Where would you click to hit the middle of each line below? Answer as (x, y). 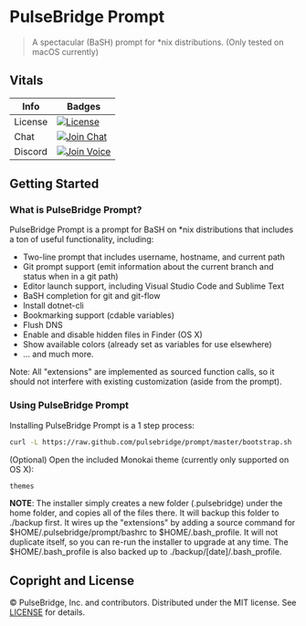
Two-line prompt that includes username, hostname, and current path (153, 257)
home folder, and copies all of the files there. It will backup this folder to (144, 513)
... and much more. (58, 355)
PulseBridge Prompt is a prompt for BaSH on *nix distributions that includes (152, 229)
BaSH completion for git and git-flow (91, 296)
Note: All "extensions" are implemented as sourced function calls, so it (142, 372)
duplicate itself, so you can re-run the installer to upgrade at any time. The (149, 542)
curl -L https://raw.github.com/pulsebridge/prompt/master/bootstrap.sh (151, 442)
